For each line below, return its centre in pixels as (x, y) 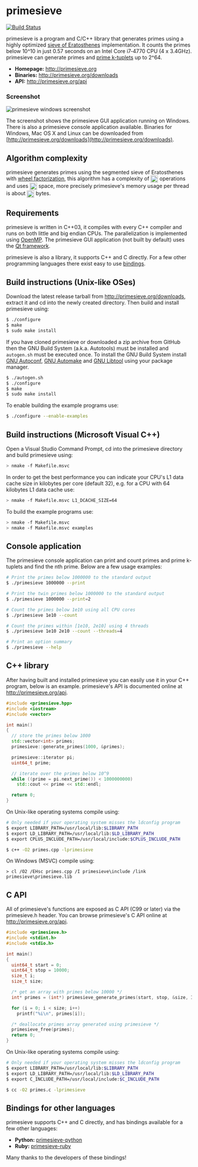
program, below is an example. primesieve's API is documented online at (94, 686)
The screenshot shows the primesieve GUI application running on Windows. (98, 121)
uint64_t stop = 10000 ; (40, 970)
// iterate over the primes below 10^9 (60, 773)
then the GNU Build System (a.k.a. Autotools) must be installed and (88, 348)
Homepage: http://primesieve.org (56, 68)
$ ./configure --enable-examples (47, 416)
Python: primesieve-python (48, 1140)
